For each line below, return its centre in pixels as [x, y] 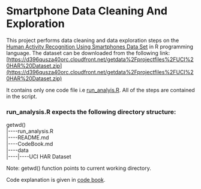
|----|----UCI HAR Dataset [39, 157]
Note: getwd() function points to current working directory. [79, 168]
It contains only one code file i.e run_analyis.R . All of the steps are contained [100, 90]
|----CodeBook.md [30, 144]
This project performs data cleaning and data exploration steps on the [93, 40]
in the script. [22, 96]
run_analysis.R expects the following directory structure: [91, 112]
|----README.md [28, 138]
